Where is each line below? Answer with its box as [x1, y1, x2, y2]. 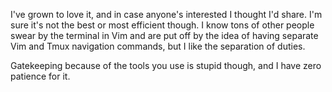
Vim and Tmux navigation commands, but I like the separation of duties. [10, 40, 306, 52]
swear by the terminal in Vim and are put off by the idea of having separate [10, 30, 319, 41]
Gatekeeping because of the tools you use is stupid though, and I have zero [10, 60, 322, 71]
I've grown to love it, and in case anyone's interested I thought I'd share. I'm [10, 9, 323, 20]
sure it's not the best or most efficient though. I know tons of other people [10, 19, 315, 31]
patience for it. [10, 70, 71, 82]
